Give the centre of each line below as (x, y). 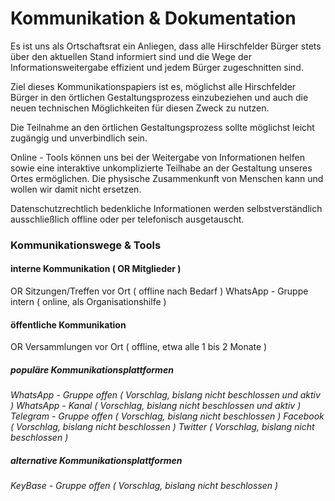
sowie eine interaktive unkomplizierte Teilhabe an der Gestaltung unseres (161, 168)
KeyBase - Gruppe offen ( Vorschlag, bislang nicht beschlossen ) (144, 486)
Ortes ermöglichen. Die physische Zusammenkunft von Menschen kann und (167, 178)
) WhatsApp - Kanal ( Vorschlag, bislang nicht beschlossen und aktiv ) (156, 406)
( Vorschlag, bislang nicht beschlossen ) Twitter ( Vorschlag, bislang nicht (162, 427)
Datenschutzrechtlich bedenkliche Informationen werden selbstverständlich (166, 208)
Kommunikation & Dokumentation (153, 18)
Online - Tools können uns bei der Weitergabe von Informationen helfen (157, 157)
